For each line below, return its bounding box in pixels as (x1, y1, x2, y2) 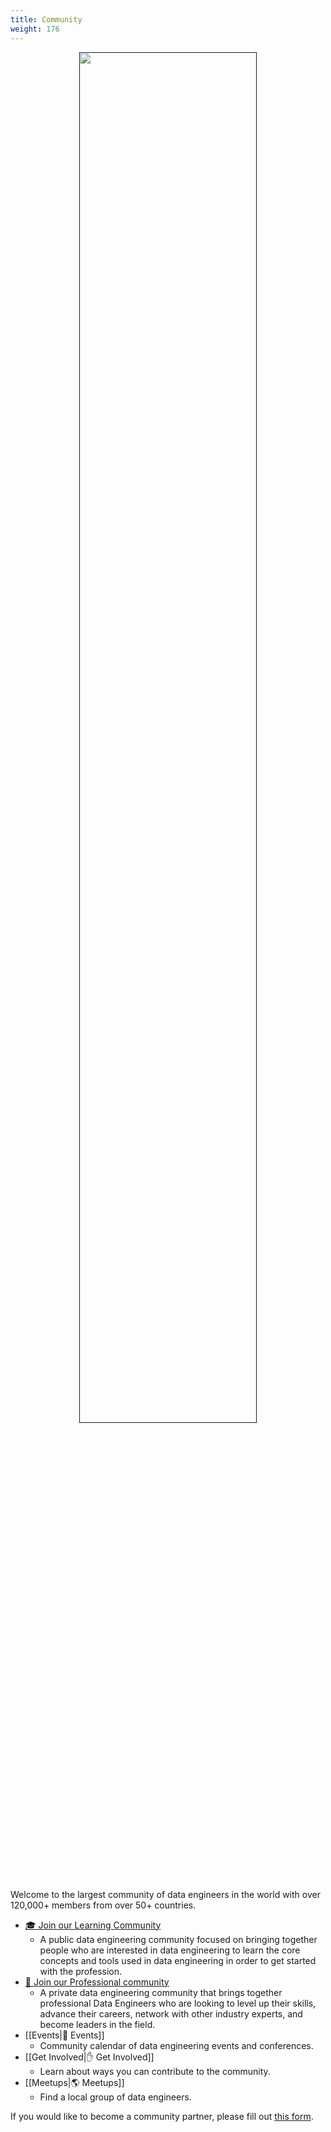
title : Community (10, 14, 83, 25)
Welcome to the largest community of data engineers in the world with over (10, 1888, 321, 1900)
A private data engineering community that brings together (39, 1986, 283, 1998)
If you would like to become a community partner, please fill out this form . (10, 2110, 314, 2122)
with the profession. (39, 1965, 123, 1977)
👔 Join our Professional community (24, 1976, 170, 1988)
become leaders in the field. (39, 2018, 156, 2030)
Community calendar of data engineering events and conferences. (39, 2039, 314, 2051)
